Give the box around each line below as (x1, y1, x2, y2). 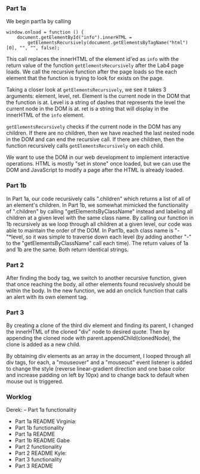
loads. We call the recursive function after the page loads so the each (6, 68, 177, 75)
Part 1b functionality (14, 424, 64, 432)
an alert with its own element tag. (6, 293, 88, 300)
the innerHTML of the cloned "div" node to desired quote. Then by (6, 328, 170, 335)
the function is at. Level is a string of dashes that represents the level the (6, 99, 185, 106)
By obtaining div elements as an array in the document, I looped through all (6, 353, 191, 360)
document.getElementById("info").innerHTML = (17, 35, 133, 41)
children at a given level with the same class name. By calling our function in (6, 214, 194, 221)
